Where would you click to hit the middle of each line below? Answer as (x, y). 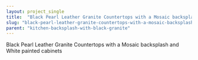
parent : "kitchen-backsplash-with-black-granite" (68, 28)
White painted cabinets (34, 51)
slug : (13, 22)
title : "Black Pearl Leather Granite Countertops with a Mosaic (88, 17)
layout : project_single (35, 11)
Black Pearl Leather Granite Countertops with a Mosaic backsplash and (93, 45)
